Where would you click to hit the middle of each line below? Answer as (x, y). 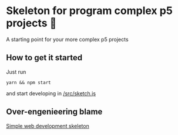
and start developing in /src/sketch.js (51, 93)
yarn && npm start (28, 82)
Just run (16, 72)
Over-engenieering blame (54, 112)
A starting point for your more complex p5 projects (67, 39)
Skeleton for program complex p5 (90, 11)
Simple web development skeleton (48, 126)
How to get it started (44, 58)
